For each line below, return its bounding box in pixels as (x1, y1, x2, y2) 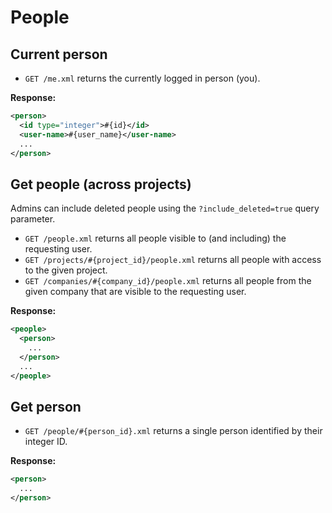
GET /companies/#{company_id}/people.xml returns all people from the (24, 275, 312, 287)
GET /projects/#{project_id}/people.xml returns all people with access (24, 254, 322, 266)
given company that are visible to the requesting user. (24, 286, 247, 298)
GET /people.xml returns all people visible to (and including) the (24, 232, 287, 245)
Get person (10, 398, 82, 415)
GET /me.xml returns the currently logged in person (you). (24, 72, 261, 84)
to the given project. (24, 264, 108, 276)
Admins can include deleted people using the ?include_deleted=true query (10, 202, 320, 215)
